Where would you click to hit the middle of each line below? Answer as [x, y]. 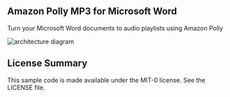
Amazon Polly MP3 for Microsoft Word [92, 11]
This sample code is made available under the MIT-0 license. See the [106, 80]
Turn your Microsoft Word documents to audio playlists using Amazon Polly [115, 28]
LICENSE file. [26, 87]
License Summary [47, 63]
